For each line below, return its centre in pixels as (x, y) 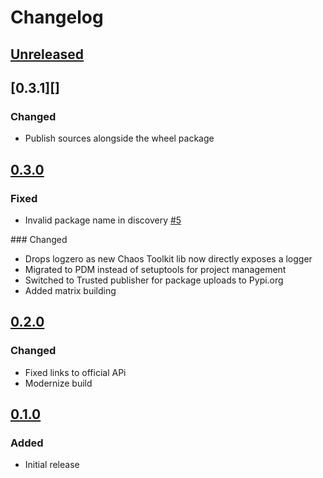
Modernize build (58, 383)
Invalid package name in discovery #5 (103, 220)
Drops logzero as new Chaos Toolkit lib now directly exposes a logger (168, 258)
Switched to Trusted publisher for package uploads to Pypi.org (154, 280)
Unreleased (47, 54)
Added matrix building (70, 290)
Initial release (52, 465)
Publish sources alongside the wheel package (119, 138)
